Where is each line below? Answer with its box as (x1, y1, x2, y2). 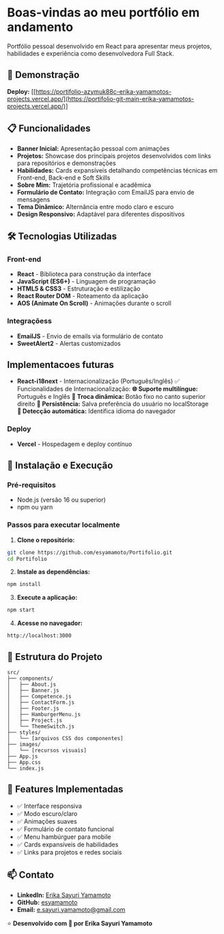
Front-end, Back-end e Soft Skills (16, 173, 111, 182)
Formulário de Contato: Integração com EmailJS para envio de (16, 188, 195, 196)
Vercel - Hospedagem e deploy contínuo (16, 440, 132, 448)
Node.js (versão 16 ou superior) (16, 495, 106, 504)
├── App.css (7, 759, 41, 765)
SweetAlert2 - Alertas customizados (16, 339, 121, 347)
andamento (7, 19, 74, 35)
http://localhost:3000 (7, 632, 72, 639)
